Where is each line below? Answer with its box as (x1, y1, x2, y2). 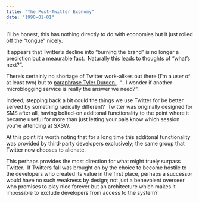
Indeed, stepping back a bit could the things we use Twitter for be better (6, 96, 184, 104)
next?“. (6, 61, 23, 68)
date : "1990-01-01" (6, 14, 55, 20)
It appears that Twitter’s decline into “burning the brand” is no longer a (6, 48, 179, 55)
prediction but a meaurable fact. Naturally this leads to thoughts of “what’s (6, 55, 191, 62)
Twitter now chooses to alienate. (6, 146, 86, 153)
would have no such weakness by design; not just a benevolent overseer (6, 176, 185, 184)
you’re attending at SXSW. (6, 122, 70, 129)
